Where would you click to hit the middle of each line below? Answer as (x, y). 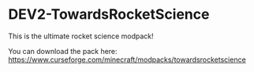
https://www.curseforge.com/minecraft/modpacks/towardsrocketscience (127, 59)
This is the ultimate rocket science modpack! (81, 36)
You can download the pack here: (63, 51)
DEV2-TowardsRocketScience (109, 14)
